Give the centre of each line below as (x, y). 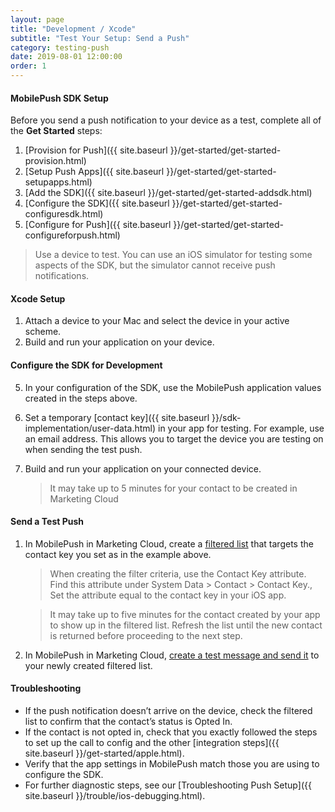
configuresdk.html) (64, 214)
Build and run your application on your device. (119, 342)
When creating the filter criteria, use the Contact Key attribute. (178, 573)
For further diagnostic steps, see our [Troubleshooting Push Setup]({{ (168, 785)
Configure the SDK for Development (86, 365)
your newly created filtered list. (88, 665)
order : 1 (28, 66)
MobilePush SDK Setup (59, 98)
